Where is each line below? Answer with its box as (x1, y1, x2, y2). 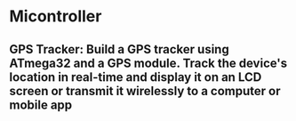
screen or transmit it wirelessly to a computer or (9, 83, 281, 99)
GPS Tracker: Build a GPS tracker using (9, 42, 229, 57)
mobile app (9, 97, 73, 112)
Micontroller (9, 6, 102, 27)
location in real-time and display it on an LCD (9, 69, 262, 85)
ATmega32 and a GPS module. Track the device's (9, 55, 288, 70)
